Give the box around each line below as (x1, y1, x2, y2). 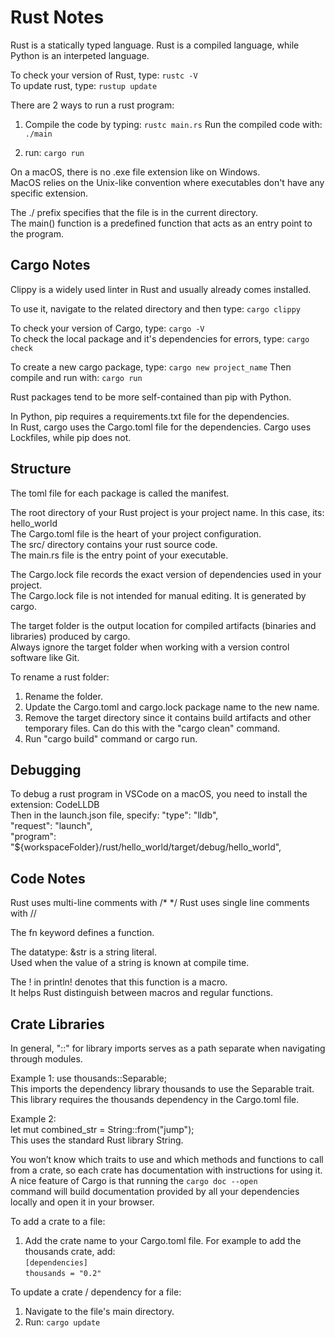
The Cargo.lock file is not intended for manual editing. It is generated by (10, 589, 307, 601)
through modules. (10, 1053, 83, 1065)
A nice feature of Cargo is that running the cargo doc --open (10, 1175, 258, 1186)
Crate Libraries (10, 1016, 105, 1033)
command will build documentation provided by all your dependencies (10, 1186, 300, 1197)
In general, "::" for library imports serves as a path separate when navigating (10, 1042, 326, 1054)
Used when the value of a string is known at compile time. (10, 957, 250, 969)
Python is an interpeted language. (10, 49, 150, 61)
